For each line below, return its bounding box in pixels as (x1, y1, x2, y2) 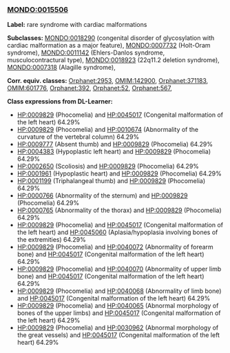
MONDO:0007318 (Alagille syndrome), (7, 64, 116, 72)
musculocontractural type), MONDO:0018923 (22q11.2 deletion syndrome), (7, 56, 220, 64)
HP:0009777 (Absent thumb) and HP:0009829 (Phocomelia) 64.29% (17, 140, 213, 149)
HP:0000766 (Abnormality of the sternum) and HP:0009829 (17, 191, 188, 200)
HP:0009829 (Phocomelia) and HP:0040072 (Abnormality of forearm (17, 243, 213, 251)
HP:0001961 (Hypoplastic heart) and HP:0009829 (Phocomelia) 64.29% (17, 169, 222, 178)
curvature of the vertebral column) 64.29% (17, 133, 140, 141)
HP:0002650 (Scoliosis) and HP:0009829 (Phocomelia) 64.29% (17, 162, 200, 171)
